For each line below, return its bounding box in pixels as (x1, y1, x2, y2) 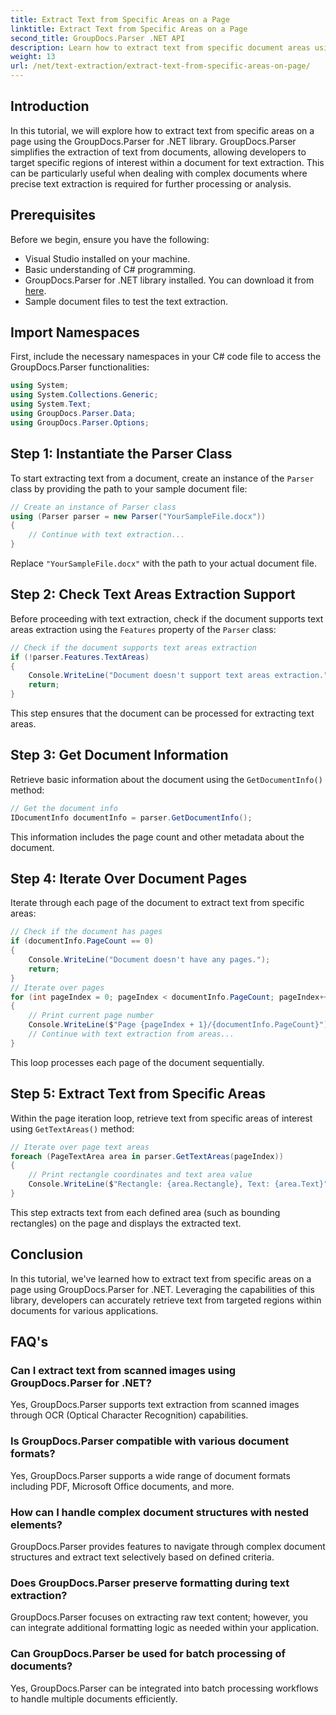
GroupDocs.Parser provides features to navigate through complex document (10, 1540, 326, 1552)
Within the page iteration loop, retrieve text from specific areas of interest (10, 1112, 313, 1124)
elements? (10, 1517, 63, 1531)
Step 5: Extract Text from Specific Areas (10, 1086, 266, 1103)
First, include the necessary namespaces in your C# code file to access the (10, 351, 322, 363)
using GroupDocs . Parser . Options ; (10, 417, 150, 428)
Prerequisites (10, 207, 96, 224)
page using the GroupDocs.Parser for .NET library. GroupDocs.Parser (10, 135, 297, 147)
